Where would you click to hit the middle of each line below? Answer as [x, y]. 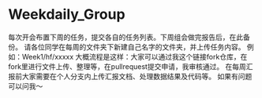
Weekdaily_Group [67, 15]
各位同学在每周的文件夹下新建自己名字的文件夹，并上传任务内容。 [138, 47]
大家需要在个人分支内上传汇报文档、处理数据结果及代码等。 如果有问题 [137, 76]
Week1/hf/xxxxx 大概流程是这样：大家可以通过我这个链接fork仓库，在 [135, 56]
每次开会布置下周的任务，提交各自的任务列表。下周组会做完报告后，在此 [125, 37]
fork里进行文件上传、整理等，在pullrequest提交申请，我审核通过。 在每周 [127, 66]
